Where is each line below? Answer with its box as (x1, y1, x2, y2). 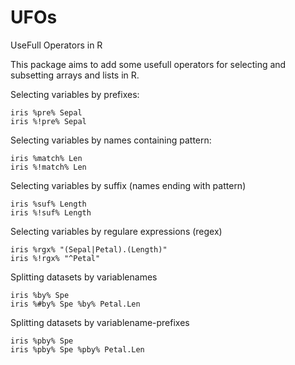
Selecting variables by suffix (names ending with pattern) (10, 179, 247, 191)
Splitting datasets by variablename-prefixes (10, 316, 190, 328)
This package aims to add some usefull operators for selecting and (10, 58, 287, 70)
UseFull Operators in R (10, 39, 103, 51)
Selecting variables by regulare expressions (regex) (10, 225, 223, 237)
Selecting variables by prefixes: (10, 88, 140, 100)
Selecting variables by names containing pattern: (10, 134, 212, 146)
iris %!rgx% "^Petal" (10, 253, 101, 263)
